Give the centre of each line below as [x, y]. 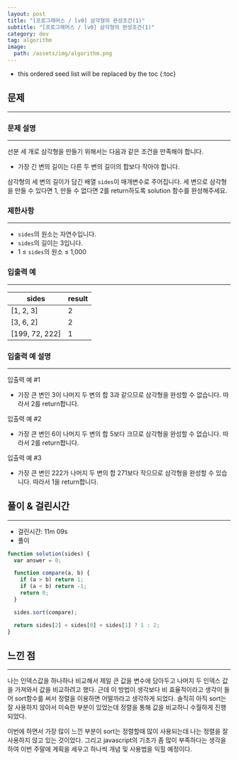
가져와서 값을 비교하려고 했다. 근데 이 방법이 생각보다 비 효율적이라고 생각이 [119, 690]
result [78, 298]
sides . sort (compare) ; [46, 612]
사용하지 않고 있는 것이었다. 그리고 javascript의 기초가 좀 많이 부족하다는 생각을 [117, 740]
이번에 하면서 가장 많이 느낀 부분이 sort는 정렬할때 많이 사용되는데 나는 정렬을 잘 [118, 732]
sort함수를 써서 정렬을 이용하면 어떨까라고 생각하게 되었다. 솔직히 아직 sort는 [120, 699]
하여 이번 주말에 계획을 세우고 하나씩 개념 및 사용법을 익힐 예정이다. [100, 749]
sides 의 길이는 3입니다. [50, 243]
